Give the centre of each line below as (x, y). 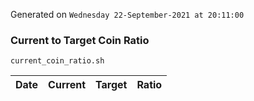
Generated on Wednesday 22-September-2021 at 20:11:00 (127, 14)
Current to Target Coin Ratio (80, 40)
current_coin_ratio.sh (57, 61)
